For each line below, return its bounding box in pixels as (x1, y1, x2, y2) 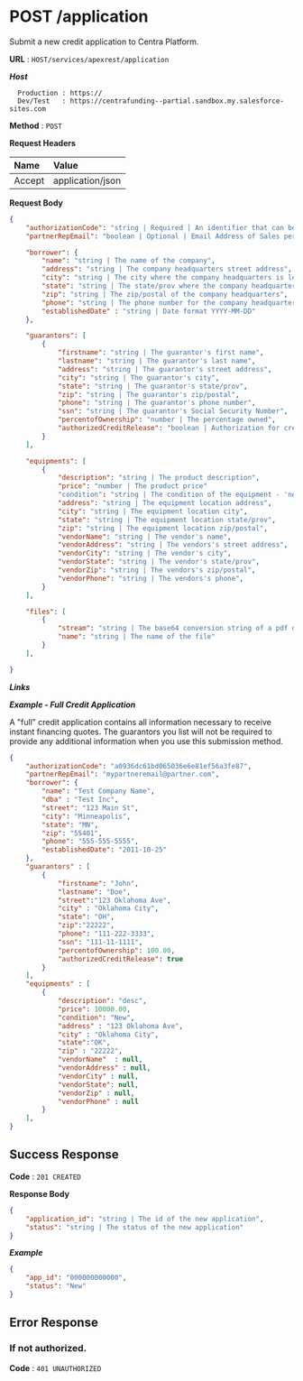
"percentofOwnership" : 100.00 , (57, 945, 176, 955)
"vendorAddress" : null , (57, 1063, 151, 1073)
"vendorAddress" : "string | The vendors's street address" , (57, 540, 289, 549)
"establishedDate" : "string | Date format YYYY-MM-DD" (41, 307, 256, 316)
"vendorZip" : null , (57, 1089, 135, 1098)
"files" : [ (25, 607, 67, 616)
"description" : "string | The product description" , (57, 474, 260, 483)
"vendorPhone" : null (57, 1097, 140, 1106)
